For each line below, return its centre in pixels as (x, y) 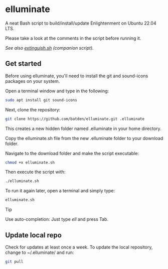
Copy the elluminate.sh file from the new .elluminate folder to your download (84, 138)
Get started (23, 64)
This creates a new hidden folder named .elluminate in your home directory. (83, 128)
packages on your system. (33, 81)
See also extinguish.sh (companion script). (49, 48)
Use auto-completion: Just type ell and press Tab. (57, 219)
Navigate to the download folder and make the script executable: (72, 153)
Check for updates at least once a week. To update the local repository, (79, 247)
